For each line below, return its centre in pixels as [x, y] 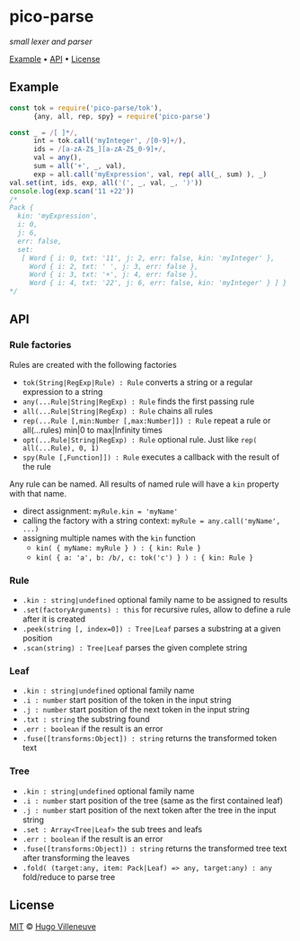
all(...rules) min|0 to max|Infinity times [93, 430]
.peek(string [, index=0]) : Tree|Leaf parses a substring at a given [151, 628]
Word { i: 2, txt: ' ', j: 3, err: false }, [114, 266]
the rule [36, 466]
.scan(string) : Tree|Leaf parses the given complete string [135, 647]
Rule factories [40, 345]
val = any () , [57, 158]
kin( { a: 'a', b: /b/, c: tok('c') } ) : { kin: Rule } [145, 558]
